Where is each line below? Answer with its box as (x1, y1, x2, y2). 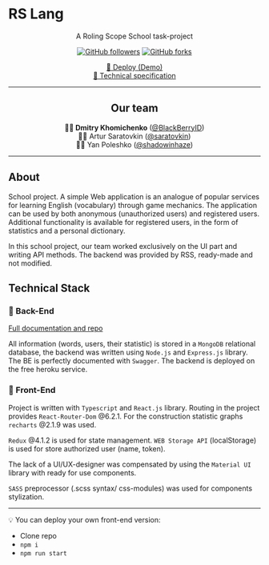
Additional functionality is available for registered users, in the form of (8, 217, 239, 226)
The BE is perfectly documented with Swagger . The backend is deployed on (8, 356, 255, 366)
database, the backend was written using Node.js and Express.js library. (8, 347, 248, 357)
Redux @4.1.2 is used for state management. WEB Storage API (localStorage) (8, 435, 257, 445)
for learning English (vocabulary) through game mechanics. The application (8, 200, 258, 210)
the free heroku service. (8, 365, 88, 375)
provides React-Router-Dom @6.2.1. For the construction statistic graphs (8, 411, 243, 421)
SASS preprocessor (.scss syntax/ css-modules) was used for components (8, 483, 253, 493)
